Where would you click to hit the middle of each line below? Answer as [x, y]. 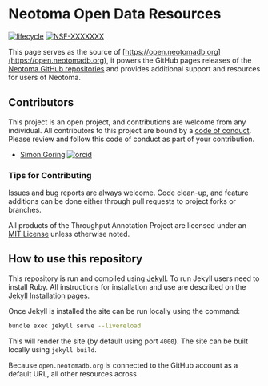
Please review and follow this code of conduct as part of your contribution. [132, 139]
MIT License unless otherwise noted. [69, 234]
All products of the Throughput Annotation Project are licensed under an [127, 226]
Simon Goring [42, 154]
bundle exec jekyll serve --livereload [75, 326]
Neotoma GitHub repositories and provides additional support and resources [134, 68]
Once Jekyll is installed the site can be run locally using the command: [124, 311]
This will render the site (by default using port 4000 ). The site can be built [128, 341]
